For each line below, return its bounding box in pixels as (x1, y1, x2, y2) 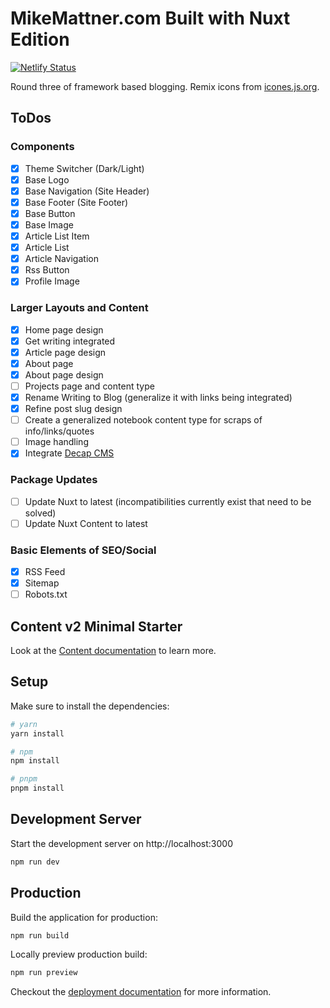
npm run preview (10, 968, 78, 978)
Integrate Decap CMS (24, 447, 115, 459)
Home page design (24, 323, 104, 336)
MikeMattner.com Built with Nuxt (10, 7, 291, 30)
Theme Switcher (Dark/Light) (24, 162, 145, 174)
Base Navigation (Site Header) (24, 185, 150, 197)
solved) (24, 507, 57, 519)
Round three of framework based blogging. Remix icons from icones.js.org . (10, 80, 320, 92)
